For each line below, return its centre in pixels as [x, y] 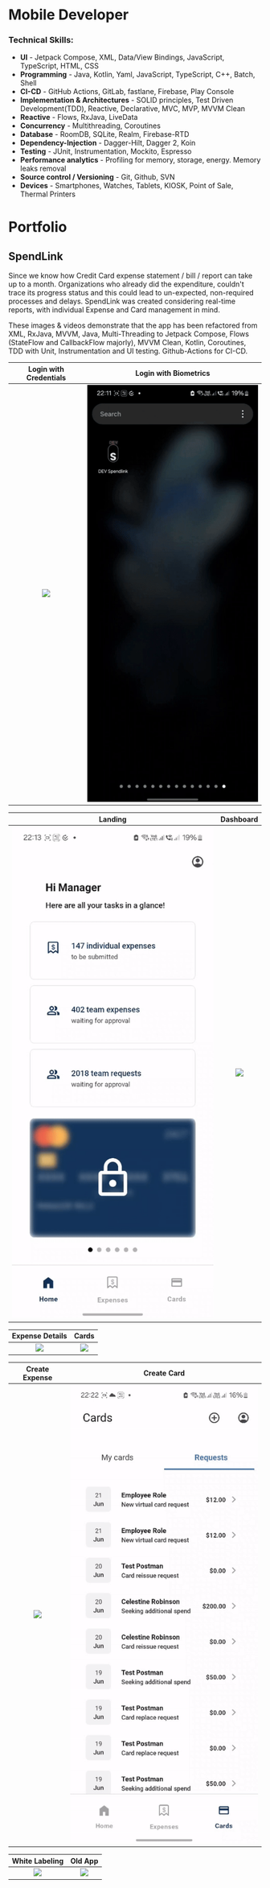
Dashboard [239, 819]
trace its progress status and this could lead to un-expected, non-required [131, 293]
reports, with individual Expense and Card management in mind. [115, 310]
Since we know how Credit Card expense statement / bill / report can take [131, 276]
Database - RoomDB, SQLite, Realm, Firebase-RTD [104, 134]
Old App [84, 1861]
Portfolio [38, 227]
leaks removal [43, 169]
